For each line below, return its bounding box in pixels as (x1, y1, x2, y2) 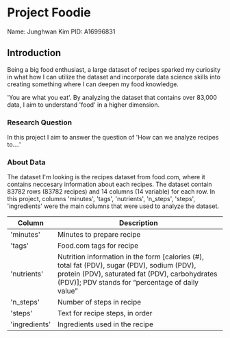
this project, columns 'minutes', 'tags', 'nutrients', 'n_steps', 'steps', (7, 195, 196, 203)
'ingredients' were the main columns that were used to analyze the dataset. (7, 202, 219, 210)
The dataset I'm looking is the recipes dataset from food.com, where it (7, 173, 205, 181)
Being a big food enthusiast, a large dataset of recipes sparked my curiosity (7, 65, 221, 73)
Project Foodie (7, 5, 91, 21)
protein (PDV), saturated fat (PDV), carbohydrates (57, 269, 218, 278)
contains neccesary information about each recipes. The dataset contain (7, 180, 212, 189)
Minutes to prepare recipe (57, 230, 141, 239)
